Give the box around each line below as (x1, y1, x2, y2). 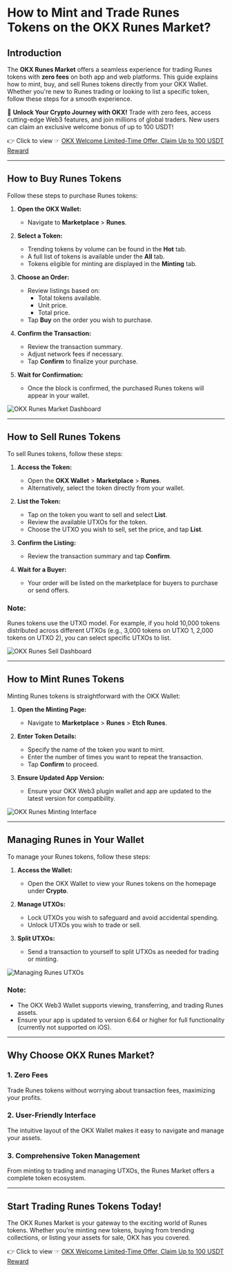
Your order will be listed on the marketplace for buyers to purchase (27, 578, 218, 587)
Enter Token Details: (17, 732, 77, 740)
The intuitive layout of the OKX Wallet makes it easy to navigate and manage (7, 1126, 224, 1135)
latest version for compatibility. (27, 794, 116, 802)
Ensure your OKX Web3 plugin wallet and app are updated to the (27, 786, 212, 795)
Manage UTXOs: (17, 900, 66, 908)
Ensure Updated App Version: (17, 773, 105, 781)
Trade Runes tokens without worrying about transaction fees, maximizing (7, 1086, 215, 1094)
